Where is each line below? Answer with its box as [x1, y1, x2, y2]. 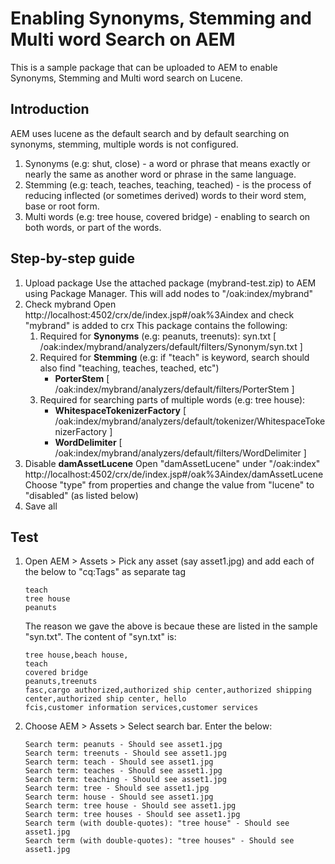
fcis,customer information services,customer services [24, 703, 259, 713]
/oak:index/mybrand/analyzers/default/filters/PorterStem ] [54, 383, 295, 395]
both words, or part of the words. [24, 221, 162, 233]
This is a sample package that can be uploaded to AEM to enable [10, 61, 278, 73]
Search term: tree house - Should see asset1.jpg [24, 801, 237, 811]
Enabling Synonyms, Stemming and [10, 7, 313, 30]
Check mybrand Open [24, 298, 117, 310]
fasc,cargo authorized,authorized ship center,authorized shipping [24, 685, 312, 696]
